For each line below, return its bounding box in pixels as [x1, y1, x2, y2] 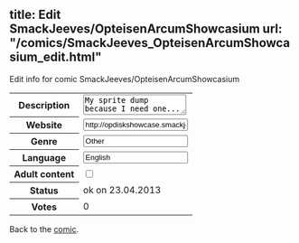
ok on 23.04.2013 [82, 184, 162, 197]
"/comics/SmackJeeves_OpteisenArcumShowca [9, 35, 291, 51]
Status [30, 184, 59, 197]
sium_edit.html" [9, 50, 102, 65]
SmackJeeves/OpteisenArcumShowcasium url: [9, 22, 283, 37]
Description [18, 98, 70, 111]
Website [25, 119, 63, 132]
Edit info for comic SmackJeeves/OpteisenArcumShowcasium [9, 73, 240, 84]
